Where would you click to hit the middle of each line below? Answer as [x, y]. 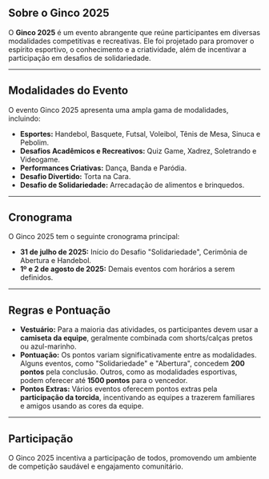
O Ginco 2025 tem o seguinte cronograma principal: [94, 237]
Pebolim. [34, 142]
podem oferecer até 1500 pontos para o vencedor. [104, 381]
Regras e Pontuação [59, 310]
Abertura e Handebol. [56, 261]
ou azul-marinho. [48, 346]
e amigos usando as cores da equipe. [82, 406]
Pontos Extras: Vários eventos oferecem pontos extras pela [118, 389]
